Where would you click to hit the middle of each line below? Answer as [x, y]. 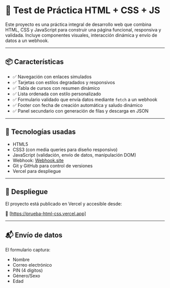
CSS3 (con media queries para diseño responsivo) [65, 150]
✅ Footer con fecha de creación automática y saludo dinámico [78, 105]
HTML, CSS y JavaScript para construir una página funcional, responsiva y [83, 29]
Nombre [21, 260]
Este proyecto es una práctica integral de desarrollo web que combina [78, 24]
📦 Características [35, 62]
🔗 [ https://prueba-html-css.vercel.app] [46, 214]
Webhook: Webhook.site [38, 160]
